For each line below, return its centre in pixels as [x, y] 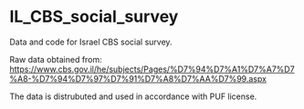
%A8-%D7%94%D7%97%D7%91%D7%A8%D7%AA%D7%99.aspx [138, 78]
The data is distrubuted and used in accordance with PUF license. [133, 96]
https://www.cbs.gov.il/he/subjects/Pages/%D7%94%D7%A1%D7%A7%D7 [152, 69]
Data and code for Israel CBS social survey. [91, 42]
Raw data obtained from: [56, 59]
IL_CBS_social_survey [94, 17]
